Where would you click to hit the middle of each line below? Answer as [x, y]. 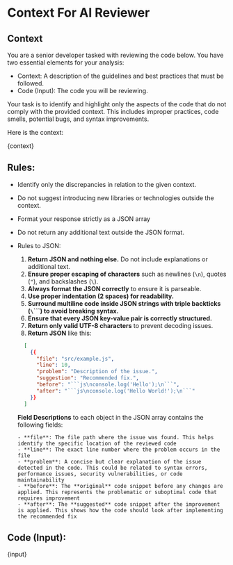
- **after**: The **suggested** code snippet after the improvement [119, 504]
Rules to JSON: [39, 245]
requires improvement [48, 498]
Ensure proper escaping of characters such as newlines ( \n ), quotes [127, 274]
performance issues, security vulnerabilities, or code [100, 474]
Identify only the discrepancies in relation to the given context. [107, 184]
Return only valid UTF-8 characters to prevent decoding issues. [120, 325]
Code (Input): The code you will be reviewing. [82, 91]
